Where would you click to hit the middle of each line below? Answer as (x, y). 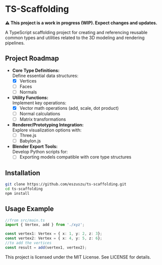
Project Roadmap (32, 59)
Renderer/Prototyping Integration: (48, 125)
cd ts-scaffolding (24, 189)
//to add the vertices (28, 243)
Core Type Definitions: (36, 70)
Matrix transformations (43, 119)
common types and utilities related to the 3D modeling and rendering (75, 38)
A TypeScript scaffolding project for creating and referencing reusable (76, 32)
